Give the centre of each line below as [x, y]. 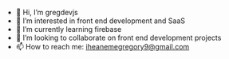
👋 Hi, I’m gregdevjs [47, 12]
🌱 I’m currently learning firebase [69, 29]
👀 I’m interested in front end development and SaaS [101, 21]
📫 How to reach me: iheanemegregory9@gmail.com [103, 47]
